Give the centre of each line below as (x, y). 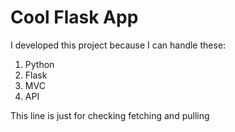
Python (39, 64)
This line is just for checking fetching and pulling (110, 115)
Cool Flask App (74, 17)
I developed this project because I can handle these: (118, 45)
